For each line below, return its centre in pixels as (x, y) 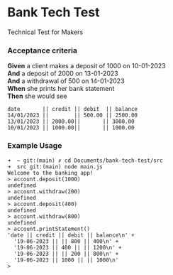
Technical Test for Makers (45, 32)
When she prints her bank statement (61, 89)
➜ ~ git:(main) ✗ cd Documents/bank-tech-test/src (85, 161)
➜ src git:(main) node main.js (55, 167)
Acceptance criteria (43, 50)
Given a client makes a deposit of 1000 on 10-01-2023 (87, 66)
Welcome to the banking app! (50, 173)
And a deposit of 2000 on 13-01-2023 (63, 74)
